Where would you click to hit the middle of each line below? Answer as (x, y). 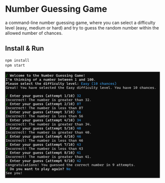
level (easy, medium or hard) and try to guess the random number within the (82, 27)
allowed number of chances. (34, 33)
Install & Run (25, 48)
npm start (15, 65)
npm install (17, 60)
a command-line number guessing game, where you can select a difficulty (80, 23)
